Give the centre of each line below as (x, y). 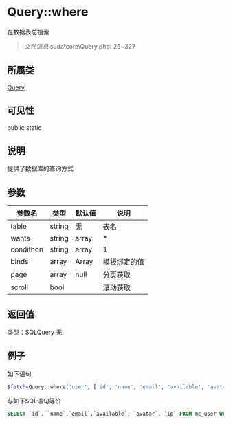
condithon (27, 249)
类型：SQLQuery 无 (35, 332)
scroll (20, 287)
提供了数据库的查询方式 (40, 168)
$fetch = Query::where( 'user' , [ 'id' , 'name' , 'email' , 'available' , (106, 387)
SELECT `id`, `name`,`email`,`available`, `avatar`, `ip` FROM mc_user (112, 414)
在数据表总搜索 (28, 32)
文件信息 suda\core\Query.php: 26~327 (80, 46)
